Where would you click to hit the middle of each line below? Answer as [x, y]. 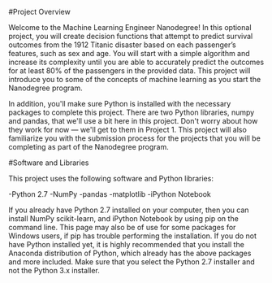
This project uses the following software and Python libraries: [111, 179]
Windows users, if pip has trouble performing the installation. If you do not [133, 236]
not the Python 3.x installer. [54, 270]
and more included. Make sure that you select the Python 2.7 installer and [132, 262]
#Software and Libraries [49, 163]
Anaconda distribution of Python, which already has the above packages [130, 253]
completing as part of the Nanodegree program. [89, 147]
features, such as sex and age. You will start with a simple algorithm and [129, 53]
